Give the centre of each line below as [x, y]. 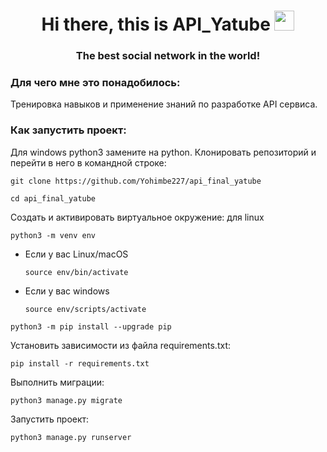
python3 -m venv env [53, 235]
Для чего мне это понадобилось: [95, 83]
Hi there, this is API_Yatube [156, 24]
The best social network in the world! [168, 56]
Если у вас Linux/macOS [76, 254]
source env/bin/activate [76, 272]
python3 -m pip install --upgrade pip [91, 326]
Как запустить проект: [68, 130]
